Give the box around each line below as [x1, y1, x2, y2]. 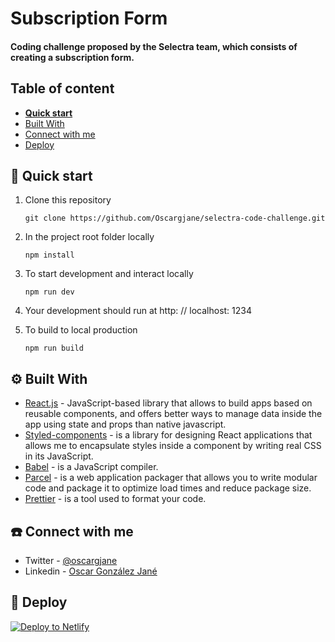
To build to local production [24, 324, 138, 336]
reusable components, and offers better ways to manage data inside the [24, 408, 323, 420]
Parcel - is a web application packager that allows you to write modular [24, 472, 318, 484]
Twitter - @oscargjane [24, 555, 118, 567]
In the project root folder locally [24, 231, 155, 243]
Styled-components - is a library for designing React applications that [24, 429, 313, 441]
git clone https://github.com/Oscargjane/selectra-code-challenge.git [24, 213, 326, 224]
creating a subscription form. [10, 51, 135, 63]
